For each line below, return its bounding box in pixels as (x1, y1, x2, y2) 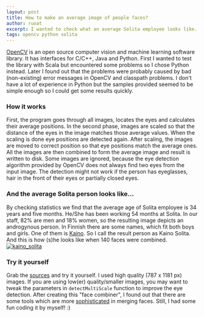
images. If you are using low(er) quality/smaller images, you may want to (6, 278, 188, 285)
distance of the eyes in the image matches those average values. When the (6, 129, 195, 137)
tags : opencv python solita (6, 32, 78, 38)
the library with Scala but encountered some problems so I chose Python (6, 62, 189, 69)
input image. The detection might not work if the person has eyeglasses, (6, 168, 188, 176)
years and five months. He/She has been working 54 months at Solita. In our (6, 210, 198, 217)
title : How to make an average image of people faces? (6, 15, 149, 21)
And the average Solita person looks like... (6, 190, 134, 198)
